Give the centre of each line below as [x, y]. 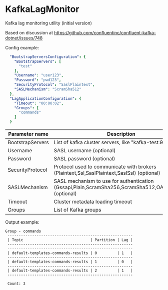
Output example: [22, 222]
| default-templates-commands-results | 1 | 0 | [70, 262]
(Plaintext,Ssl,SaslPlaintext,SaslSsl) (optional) [107, 173]
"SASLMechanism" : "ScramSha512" [48, 89]
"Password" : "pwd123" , [38, 80]
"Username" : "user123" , [39, 75]
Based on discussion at [29, 32]
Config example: [22, 47]
